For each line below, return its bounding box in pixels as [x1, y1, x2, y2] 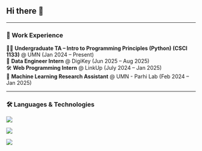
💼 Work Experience [6, 31, 64, 39]
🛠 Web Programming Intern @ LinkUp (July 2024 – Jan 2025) [6, 64, 162, 72]
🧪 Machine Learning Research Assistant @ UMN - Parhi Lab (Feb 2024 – [6, 73, 189, 80]
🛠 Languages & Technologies [6, 100, 95, 109]
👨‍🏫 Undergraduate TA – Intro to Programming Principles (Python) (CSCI [6, 45, 188, 52]
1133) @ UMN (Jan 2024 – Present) [6, 51, 94, 58]
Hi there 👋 [6, 6, 44, 16]
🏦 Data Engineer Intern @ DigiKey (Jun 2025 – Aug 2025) [6, 58, 150, 65]
